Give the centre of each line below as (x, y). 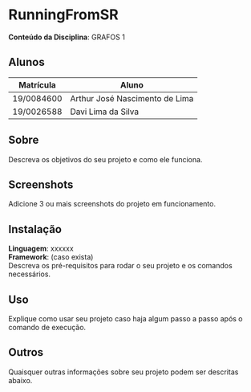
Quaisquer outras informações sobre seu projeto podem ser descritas (123, 372)
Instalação (35, 229)
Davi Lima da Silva (104, 112)
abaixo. (20, 380)
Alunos (27, 62)
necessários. (29, 274)
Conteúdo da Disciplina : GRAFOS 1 (67, 37)
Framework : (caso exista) (51, 257)
